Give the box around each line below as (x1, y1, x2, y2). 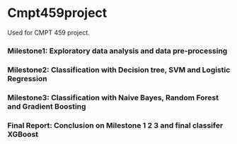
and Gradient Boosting (7, 101, 86, 111)
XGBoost (7, 129, 39, 139)
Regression (7, 73, 47, 83)
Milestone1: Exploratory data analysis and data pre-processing (7, 46, 228, 56)
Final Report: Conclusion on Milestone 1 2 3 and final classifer (7, 120, 224, 130)
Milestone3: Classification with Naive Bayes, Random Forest (7, 92, 219, 102)
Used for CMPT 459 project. (7, 28, 90, 37)
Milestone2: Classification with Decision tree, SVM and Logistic (7, 65, 231, 75)
